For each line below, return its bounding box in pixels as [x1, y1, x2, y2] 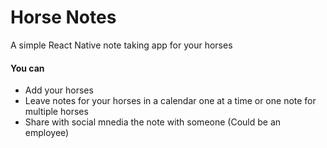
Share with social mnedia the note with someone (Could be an [24, 116, 282, 128]
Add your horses [24, 84, 94, 96]
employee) [24, 127, 70, 139]
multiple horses [24, 106, 89, 118]
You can [10, 62, 45, 74]
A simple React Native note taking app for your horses [10, 39, 233, 51]
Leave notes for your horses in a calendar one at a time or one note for [24, 95, 317, 107]
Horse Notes [10, 6, 117, 29]
